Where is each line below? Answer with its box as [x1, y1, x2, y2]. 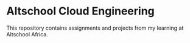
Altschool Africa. [6, 30, 49, 38]
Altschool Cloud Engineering [6, 4, 155, 18]
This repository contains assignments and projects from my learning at [6, 24, 184, 31]
